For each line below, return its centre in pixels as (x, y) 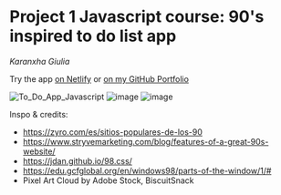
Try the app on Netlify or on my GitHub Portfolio (99, 78)
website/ (39, 151)
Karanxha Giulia (40, 61)
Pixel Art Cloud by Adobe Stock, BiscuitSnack (108, 180)
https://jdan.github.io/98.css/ (77, 160)
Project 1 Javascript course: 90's (137, 17)
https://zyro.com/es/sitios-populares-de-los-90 (113, 132)
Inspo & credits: (39, 114)
